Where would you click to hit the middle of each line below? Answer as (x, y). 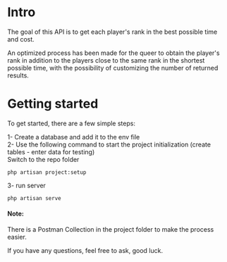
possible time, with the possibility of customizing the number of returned (113, 68)
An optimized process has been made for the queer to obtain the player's (114, 53)
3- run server (26, 185)
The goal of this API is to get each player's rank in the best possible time (112, 32)
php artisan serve (34, 198)
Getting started (53, 104)
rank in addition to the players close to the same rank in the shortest (106, 60)
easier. (17, 237)
